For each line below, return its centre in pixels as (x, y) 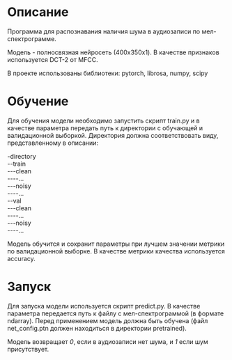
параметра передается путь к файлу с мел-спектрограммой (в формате (116, 313)
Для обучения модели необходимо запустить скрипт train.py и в (103, 120)
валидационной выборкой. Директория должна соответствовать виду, (113, 135)
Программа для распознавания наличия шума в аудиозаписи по (104, 31)
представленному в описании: (53, 143)
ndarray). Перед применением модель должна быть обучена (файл (108, 320)
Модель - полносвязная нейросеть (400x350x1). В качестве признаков (113, 52)
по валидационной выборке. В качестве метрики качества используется (116, 251)
